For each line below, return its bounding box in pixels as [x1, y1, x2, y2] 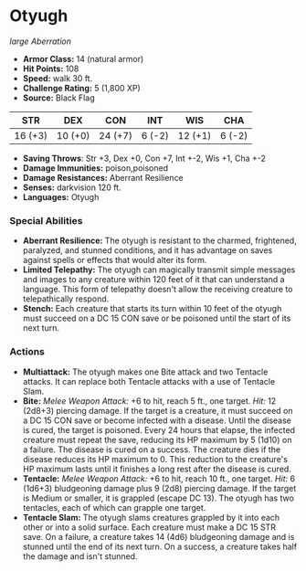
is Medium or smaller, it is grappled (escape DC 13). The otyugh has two [22, 492, 295, 503]
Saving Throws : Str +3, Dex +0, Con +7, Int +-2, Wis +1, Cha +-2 [22, 153, 267, 164]
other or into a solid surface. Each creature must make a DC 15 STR [22, 522, 277, 533]
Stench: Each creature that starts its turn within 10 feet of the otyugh [22, 303, 282, 314]
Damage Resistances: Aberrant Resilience [22, 172, 185, 183]
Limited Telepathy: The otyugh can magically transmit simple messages [22, 264, 296, 275]
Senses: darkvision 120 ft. [22, 182, 121, 193]
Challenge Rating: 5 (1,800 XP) [22, 82, 142, 93]
